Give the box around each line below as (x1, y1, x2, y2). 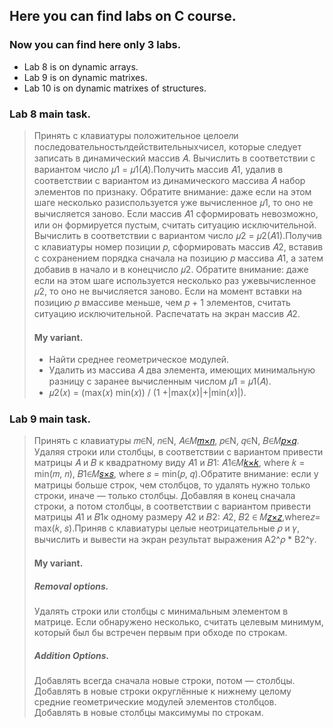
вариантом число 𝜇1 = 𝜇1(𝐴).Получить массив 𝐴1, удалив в (33, 163, 284, 175)
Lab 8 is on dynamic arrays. (23, 60, 139, 73)
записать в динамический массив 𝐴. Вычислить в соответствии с (33, 152, 316, 164)
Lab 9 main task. (9, 412, 92, 426)
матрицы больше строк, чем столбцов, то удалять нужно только (33, 479, 311, 491)
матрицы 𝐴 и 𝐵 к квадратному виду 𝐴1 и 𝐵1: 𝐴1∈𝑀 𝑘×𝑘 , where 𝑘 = (33, 457, 306, 469)
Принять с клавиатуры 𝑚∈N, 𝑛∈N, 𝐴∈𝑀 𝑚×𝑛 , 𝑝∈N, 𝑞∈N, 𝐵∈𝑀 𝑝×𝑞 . (33, 435, 300, 447)
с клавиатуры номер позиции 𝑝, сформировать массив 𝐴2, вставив (33, 240, 324, 253)
